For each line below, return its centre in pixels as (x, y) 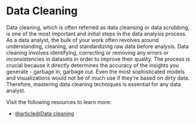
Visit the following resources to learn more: (59, 102)
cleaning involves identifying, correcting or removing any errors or (87, 52)
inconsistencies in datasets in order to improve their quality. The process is (98, 59)
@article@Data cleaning (44, 113)
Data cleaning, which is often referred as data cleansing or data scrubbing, (98, 27)
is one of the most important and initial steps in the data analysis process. (97, 33)
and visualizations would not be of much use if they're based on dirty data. (98, 78)
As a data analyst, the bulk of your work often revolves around (83, 40)
